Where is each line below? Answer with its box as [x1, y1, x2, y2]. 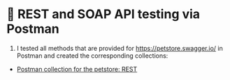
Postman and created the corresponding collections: [16, 51, 168, 60]
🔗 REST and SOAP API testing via [6, 6, 201, 22]
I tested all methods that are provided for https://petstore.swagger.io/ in [16, 44, 223, 52]
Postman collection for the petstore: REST [16, 65, 138, 73]
